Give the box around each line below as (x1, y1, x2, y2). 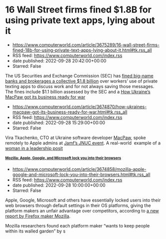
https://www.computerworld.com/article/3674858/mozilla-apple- (12, 166, 147, 172)
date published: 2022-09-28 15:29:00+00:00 (12, 119, 106, 125)
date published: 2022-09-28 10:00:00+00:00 (12, 182, 106, 188)
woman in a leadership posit (5, 145, 63, 151)
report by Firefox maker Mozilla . (5, 213, 71, 219)
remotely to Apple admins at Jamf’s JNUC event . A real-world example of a (5, 139, 161, 146)
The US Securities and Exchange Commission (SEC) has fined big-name (5, 72, 154, 78)
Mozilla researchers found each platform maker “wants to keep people (5, 222, 150, 228)
